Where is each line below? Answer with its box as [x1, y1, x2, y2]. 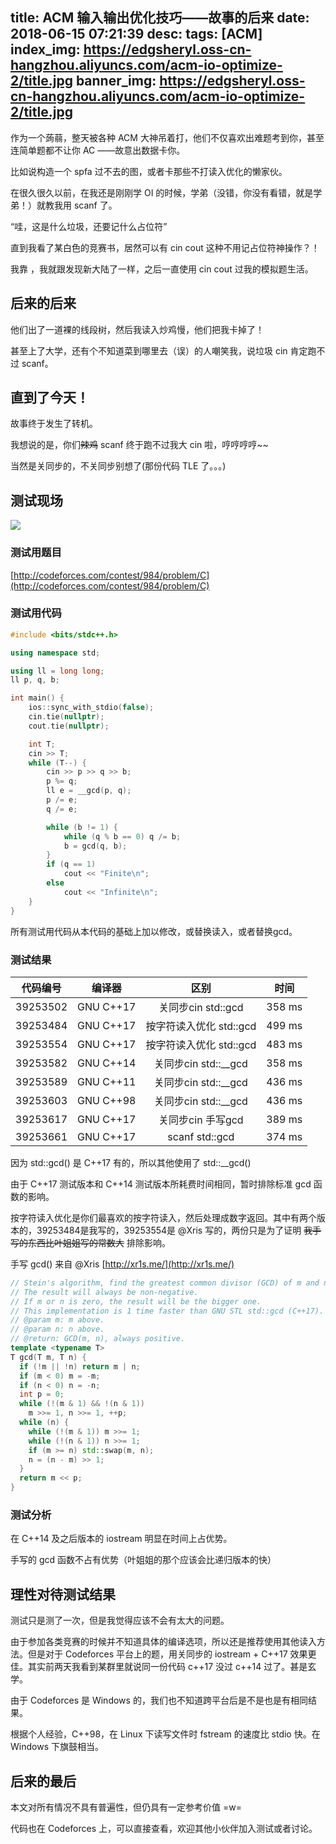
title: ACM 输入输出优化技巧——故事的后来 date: [10, 9, 310, 27]
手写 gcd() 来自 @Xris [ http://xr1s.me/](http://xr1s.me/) [10, 1258, 235, 1270]
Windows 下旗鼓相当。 [10, 1741, 104, 1753]
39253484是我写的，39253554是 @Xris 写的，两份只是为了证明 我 [36, 1224, 313, 1236]
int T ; [28, 739, 56, 749]
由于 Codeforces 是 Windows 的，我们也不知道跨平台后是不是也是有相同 [10, 1694, 308, 1707]
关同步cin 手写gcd [158, 1113, 244, 1127]
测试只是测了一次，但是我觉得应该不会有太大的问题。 [10, 1614, 230, 1627]
